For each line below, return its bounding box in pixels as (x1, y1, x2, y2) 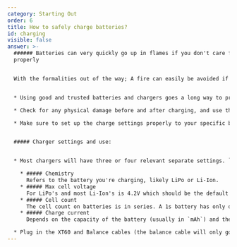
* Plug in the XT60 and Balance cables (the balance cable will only (13, 229, 222, 236)
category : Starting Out (7, 10, 78, 18)
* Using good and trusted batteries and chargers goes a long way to (13, 94, 222, 101)
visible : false (7, 37, 52, 44)
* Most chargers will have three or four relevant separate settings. (13, 157, 226, 164)
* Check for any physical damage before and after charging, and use (13, 107, 222, 114)
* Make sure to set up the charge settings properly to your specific (13, 119, 226, 127)
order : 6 (7, 17, 33, 24)
